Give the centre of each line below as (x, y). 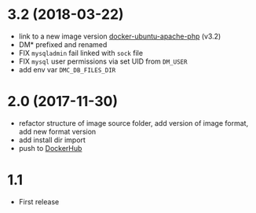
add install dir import (52, 140)
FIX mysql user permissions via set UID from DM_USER (103, 61)
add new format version (57, 131)
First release (39, 201)
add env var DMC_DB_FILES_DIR (67, 69)
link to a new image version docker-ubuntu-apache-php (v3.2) (120, 36)
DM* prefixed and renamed (63, 44)
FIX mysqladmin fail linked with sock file (80, 53)
